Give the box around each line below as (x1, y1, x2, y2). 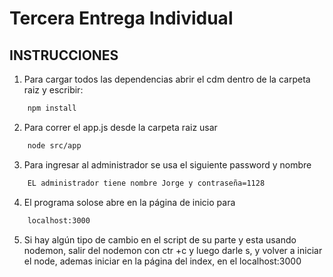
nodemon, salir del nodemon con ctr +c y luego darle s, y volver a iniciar (23, 244, 323, 256)
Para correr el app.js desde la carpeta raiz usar (23, 121, 218, 133)
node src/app (27, 140, 82, 151)
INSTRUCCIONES (9, 47, 119, 64)
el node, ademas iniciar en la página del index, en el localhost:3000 (23, 255, 302, 267)
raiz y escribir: (23, 84, 84, 96)
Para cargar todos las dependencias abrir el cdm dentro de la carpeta (23, 73, 311, 85)
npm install (27, 103, 77, 113)
